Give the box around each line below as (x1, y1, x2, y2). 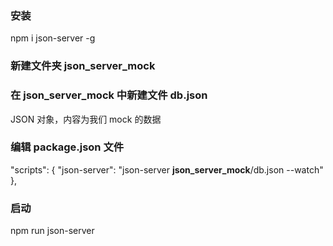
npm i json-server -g (10, 32, 96, 44)
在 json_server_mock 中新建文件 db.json (10, 88, 208, 102)
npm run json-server (10, 225, 95, 237)
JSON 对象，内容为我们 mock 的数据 (10, 113, 162, 125)
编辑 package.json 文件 (10, 140, 125, 154)
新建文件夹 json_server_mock (10, 59, 156, 73)
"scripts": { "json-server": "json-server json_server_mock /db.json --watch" (10, 163, 324, 176)
